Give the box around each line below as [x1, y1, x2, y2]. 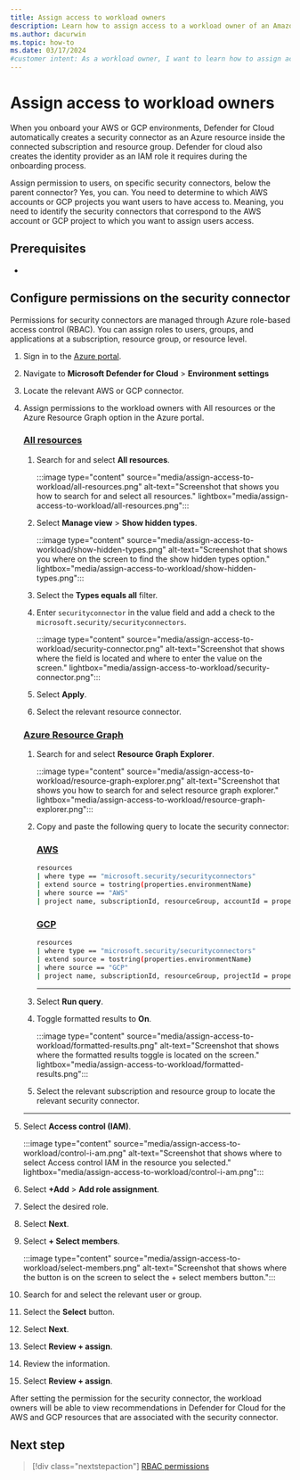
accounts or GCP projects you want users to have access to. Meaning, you [10, 196, 284, 207]
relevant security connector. [36, 1095, 141, 1106]
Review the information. [22, 1358, 110, 1369]
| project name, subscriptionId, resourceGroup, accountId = [36, 897, 268, 906]
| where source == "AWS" [36, 889, 129, 898]
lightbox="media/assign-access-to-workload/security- [69, 662, 271, 673]
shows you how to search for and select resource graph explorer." [36, 785, 280, 796]
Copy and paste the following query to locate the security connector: [36, 821, 290, 832]
